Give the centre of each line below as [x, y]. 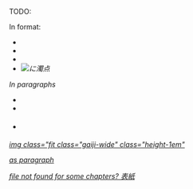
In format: [25, 27]
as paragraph [32, 160]
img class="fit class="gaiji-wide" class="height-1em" [97, 145]
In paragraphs [33, 84]
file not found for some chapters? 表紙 [72, 176]
